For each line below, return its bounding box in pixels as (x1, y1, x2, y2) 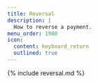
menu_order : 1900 (7, 30, 58, 37)
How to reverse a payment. (13, 23, 92, 30)
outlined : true (13, 50, 58, 57)
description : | (7, 17, 52, 24)
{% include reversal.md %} (7, 68, 85, 77)
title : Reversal (7, 10, 55, 18)
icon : (7, 37, 23, 44)
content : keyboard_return (13, 43, 90, 50)
